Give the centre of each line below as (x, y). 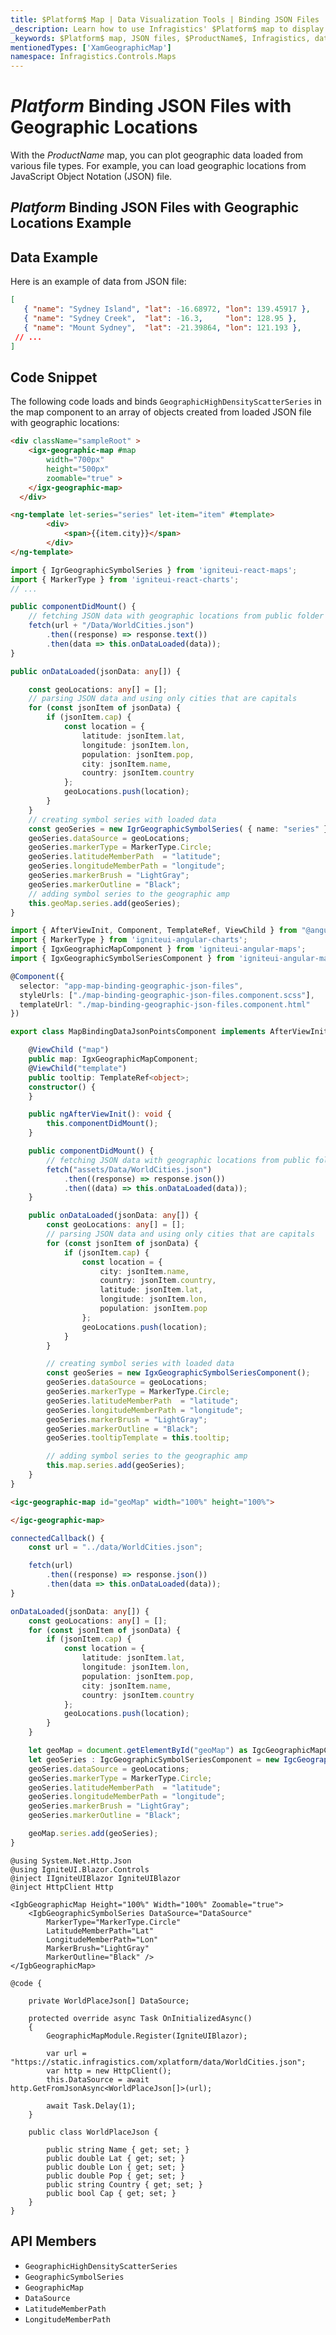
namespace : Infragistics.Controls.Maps (93, 57)
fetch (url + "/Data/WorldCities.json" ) (111, 626)
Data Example (54, 257)
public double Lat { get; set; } (116, 2158)
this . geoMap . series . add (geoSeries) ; (105, 903)
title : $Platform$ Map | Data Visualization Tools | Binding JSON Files (165, 19)
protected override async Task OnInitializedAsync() (140, 2018)
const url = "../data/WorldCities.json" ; (115, 1547)
